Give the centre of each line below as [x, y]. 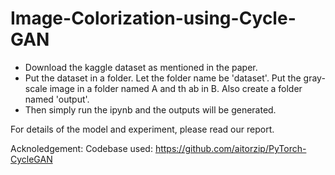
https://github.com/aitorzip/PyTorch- [230, 148]
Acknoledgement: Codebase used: [81, 148]
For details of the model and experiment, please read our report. [142, 129]
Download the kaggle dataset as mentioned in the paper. [141, 67]
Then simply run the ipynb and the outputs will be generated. [150, 109]
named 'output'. [57, 99]
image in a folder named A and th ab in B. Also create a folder [176, 88]
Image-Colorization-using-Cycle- [153, 18]
